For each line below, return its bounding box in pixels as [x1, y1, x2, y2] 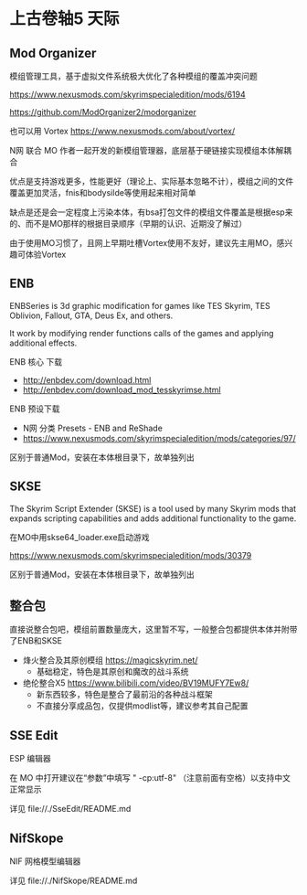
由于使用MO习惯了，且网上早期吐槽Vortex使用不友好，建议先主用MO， [9, 238, 277, 248]
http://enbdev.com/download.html [22, 374, 152, 385]
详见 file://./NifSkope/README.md [9, 875, 138, 887]
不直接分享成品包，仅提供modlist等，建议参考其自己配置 [36, 700, 249, 711]
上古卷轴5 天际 [9, 8, 121, 29]
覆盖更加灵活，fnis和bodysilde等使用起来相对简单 [9, 187, 196, 197]
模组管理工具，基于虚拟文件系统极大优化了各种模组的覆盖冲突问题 [9, 70, 258, 81]
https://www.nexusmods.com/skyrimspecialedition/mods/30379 [9, 549, 252, 560]
